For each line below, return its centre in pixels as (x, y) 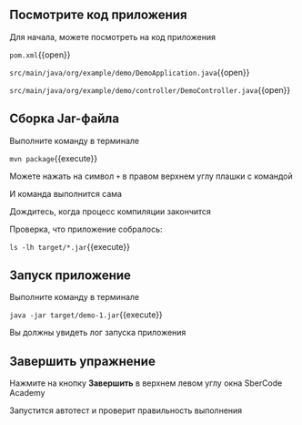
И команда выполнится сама (66, 193)
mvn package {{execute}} (54, 158)
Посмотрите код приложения (99, 15)
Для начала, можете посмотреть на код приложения (113, 36)
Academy (27, 393)
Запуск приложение (70, 276)
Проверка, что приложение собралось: (86, 229)
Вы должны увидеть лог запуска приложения (98, 333)
